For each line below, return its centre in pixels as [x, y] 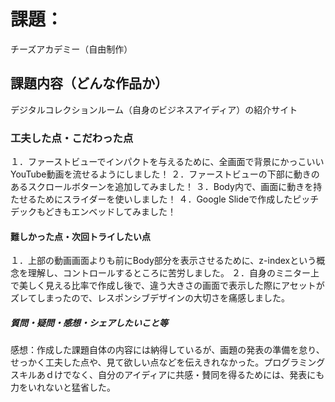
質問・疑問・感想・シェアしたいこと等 [89, 322]
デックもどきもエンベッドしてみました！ [93, 212]
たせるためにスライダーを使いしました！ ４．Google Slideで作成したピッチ [165, 199]
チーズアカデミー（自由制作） [71, 49]
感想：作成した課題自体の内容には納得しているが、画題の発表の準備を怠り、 [167, 350]
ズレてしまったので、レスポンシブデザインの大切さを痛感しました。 [150, 298]
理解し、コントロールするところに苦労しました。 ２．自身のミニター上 [173, 273]
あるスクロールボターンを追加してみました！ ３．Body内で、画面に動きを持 [166, 187]
